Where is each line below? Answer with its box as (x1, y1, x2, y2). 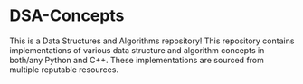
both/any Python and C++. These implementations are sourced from (9, 54, 265, 65)
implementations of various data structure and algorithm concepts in (9, 44, 265, 55)
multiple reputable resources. (9, 64, 119, 75)
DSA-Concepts (9, 5, 125, 26)
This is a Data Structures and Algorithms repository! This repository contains (9, 35, 295, 46)
